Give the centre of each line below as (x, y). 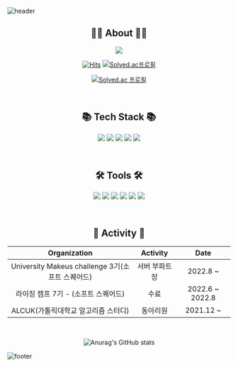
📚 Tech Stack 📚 (119, 117)
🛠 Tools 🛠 (119, 176)
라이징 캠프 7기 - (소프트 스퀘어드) (70, 294)
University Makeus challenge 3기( (67, 266)
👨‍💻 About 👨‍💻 (119, 33)
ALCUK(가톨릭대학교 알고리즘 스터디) (70, 311)
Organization (70, 253)
